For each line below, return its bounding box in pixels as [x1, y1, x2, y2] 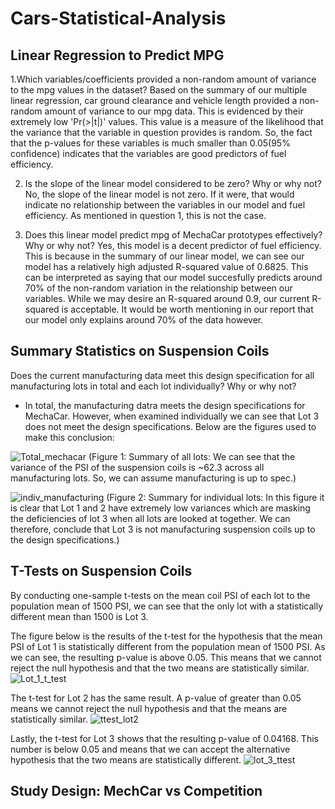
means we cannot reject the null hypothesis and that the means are [10, 702, 288, 714]
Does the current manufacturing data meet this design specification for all [10, 369, 315, 381]
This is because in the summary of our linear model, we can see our [24, 250, 305, 262]
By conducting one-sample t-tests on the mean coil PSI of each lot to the [10, 589, 311, 601]
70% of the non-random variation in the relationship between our [24, 282, 293, 294]
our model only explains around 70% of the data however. [24, 314, 264, 326]
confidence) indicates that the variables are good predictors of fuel [10, 148, 287, 159]
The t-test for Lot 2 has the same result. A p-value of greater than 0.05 [10, 692, 302, 704]
